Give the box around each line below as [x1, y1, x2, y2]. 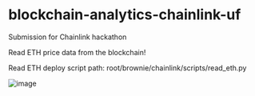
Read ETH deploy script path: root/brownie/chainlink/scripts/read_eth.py [8, 62, 247, 73]
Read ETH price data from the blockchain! [8, 47, 146, 57]
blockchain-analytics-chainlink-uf [8, 6, 241, 24]
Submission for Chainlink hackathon [8, 32, 127, 42]
